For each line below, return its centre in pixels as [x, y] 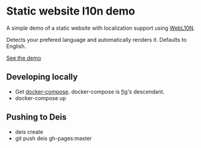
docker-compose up [41, 98]
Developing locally [42, 77]
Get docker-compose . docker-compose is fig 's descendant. [90, 92]
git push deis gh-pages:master [53, 138]
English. [16, 46]
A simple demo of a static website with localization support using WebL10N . [101, 28]
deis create [29, 132]
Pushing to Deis [36, 117]
